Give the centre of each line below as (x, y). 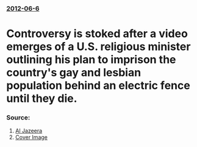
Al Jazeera (29, 131)
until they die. (42, 99)
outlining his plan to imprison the (91, 60)
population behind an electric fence (98, 86)
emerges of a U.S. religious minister (99, 47)
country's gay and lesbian (74, 73)
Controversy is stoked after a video (97, 34)
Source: (18, 118)
